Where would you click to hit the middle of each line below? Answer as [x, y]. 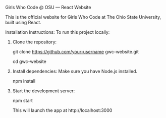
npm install [24, 81]
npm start [22, 101]
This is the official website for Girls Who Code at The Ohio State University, [83, 17]
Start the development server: [44, 91]
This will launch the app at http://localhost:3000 [62, 110]
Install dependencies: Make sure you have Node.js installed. [75, 71]
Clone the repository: [35, 42]
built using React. [23, 22]
